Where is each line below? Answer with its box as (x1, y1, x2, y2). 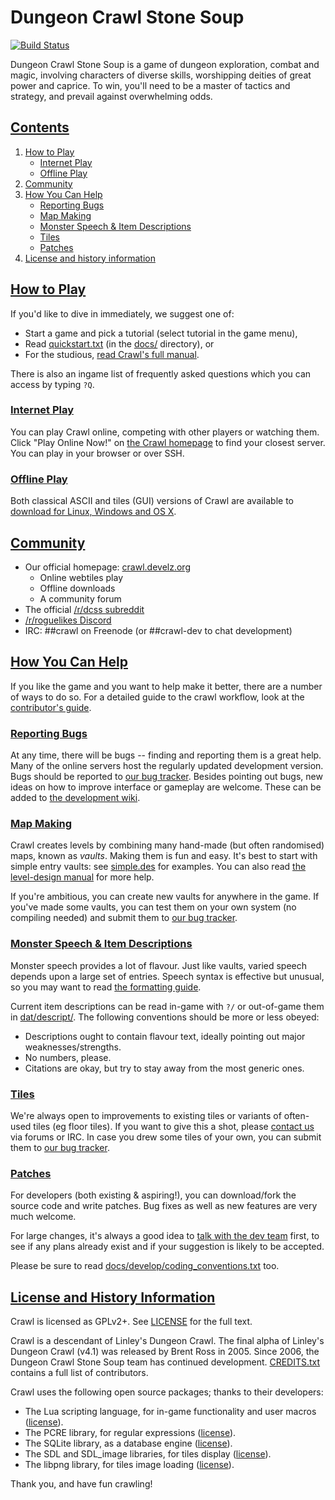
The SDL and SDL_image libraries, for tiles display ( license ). (24, 1448, 272, 1460)
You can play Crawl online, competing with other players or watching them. (10, 426, 320, 438)
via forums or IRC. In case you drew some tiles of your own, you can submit (10, 1131, 322, 1143)
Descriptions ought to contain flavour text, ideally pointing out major (24, 1030, 306, 1042)
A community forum (39, 592, 122, 605)
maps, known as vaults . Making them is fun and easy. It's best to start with (10, 850, 318, 862)
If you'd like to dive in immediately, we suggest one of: (10, 307, 235, 320)
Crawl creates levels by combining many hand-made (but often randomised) (10, 839, 325, 851)
